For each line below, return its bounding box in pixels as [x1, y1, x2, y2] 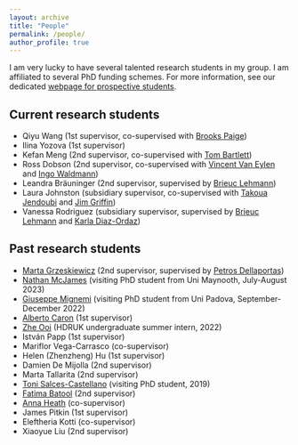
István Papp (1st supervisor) [21, 331, 125, 342]
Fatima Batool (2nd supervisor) [21, 388, 136, 399]
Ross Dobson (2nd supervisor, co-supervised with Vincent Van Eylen [21, 159, 276, 170]
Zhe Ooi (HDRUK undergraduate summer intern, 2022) [21, 321, 222, 332]
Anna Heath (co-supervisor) [21, 397, 126, 408]
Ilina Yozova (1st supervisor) [21, 140, 126, 151]
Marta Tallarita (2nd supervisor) [21, 368, 139, 379]
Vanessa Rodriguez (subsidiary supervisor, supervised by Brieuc [21, 206, 260, 217]
